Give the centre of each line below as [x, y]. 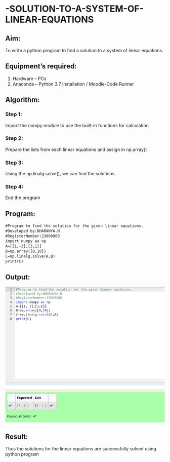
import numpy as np [26, 241]
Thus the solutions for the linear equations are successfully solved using [81, 449]
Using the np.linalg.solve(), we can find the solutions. [61, 174]
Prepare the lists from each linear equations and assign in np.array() [76, 149]
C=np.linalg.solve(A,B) [30, 256]
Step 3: [14, 163]
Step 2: [14, 138]
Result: [17, 436]
